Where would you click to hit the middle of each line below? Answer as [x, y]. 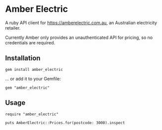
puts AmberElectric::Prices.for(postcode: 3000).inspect [65, 123]
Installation [23, 58]
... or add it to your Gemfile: [33, 79]
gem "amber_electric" [27, 88]
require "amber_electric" [32, 114]
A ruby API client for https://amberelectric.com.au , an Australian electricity [81, 23]
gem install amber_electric [34, 69]
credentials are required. [30, 42]
